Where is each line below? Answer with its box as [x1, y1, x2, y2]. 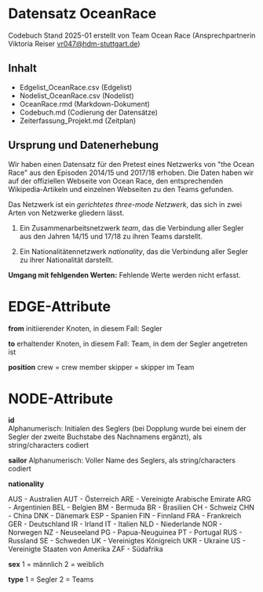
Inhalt [8, 62, 37, 75]
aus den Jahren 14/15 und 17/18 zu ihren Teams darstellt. [19, 231, 203, 241]
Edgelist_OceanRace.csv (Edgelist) [19, 82, 133, 92]
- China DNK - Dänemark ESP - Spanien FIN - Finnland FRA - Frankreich [8, 511, 242, 521]
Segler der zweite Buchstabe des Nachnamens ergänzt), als [8, 432, 203, 441]
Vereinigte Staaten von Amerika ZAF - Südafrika [8, 544, 163, 554]
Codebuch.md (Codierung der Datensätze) [19, 107, 159, 117]
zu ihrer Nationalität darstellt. [19, 255, 114, 264]
